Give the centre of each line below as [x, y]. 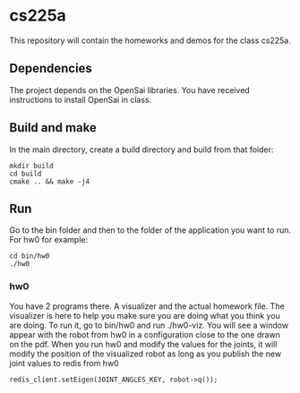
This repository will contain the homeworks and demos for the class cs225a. [150, 40]
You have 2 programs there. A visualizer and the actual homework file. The [147, 306]
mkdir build [31, 166]
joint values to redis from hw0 [64, 363]
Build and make [53, 128]
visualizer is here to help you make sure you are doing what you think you [145, 315]
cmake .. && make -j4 [50, 181]
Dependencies [51, 68]
